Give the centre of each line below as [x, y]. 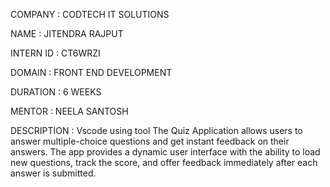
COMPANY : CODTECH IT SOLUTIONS [90, 14]
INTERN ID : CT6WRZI [55, 53]
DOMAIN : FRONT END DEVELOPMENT [91, 72]
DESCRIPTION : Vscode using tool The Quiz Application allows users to [156, 130]
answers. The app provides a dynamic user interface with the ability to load [165, 152]
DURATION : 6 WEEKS [56, 92]
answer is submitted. [53, 173]
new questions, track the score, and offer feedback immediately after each [164, 162]
